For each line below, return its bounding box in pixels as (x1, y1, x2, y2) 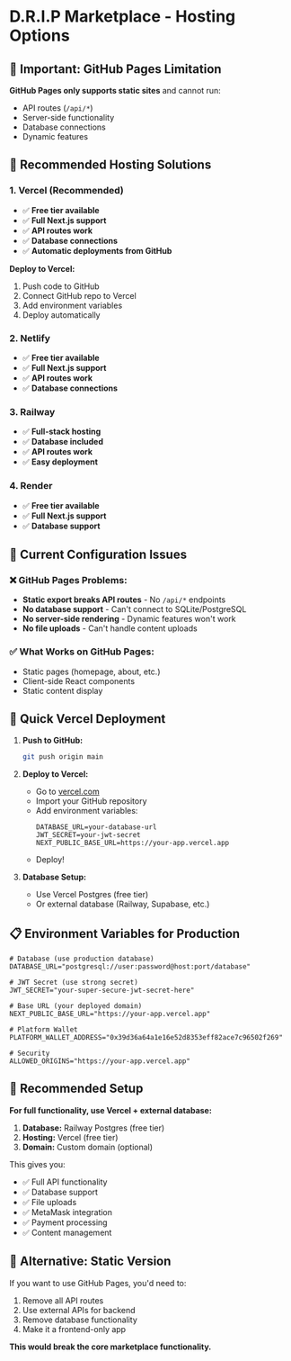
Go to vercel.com (35, 786, 101, 798)
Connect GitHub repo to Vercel (22, 290, 137, 301)
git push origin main (22, 753, 103, 762)
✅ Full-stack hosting (22, 426, 101, 437)
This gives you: (9, 1158, 66, 1169)
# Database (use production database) (9, 954, 154, 964)
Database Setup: (22, 871, 87, 883)
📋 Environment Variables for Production (9, 925, 241, 942)
